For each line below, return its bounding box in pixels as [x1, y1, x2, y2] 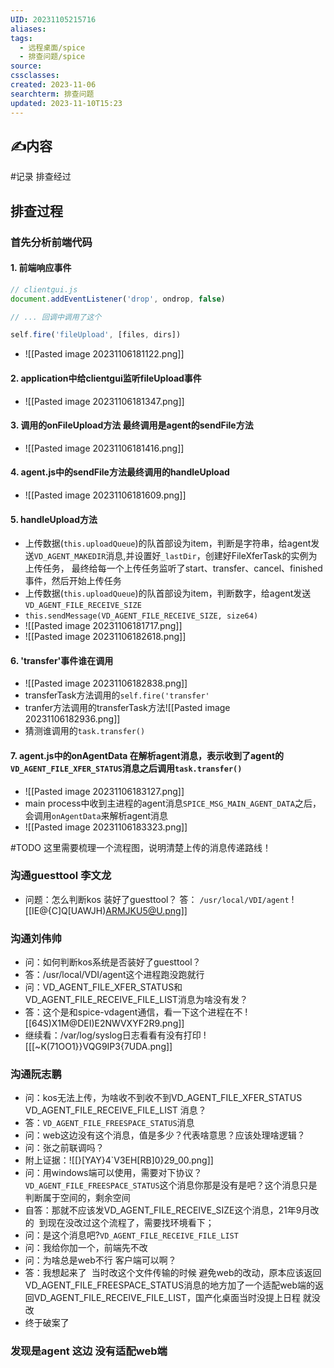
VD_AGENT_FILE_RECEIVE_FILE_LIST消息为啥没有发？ [24, 994, 248, 1006]
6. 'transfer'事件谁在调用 [10, 654, 114, 666]
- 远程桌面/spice [19, 42, 86, 53]
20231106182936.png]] [24, 713, 121, 725]
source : [10, 61, 43, 71]
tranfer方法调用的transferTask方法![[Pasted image [24, 702, 231, 714]
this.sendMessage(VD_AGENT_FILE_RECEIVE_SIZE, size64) [24, 611, 259, 621]
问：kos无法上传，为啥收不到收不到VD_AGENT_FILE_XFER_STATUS [24, 1092, 303, 1104]
